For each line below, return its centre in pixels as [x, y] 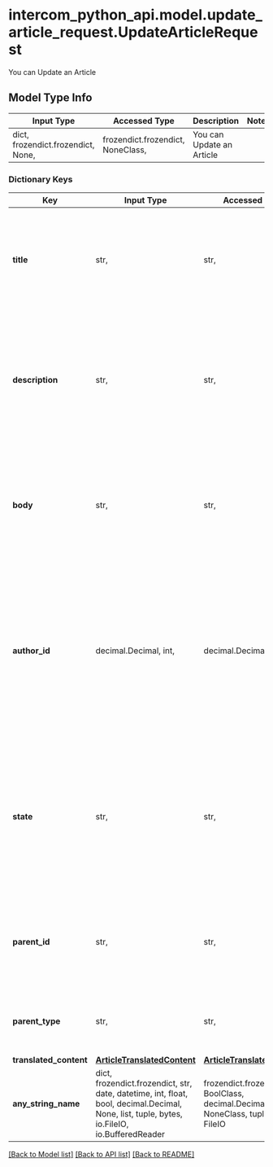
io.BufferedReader [130, 1134]
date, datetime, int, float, [142, 1094]
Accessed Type [143, 121]
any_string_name [46, 1103]
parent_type [37, 1021]
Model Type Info [50, 98]
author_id [31, 651]
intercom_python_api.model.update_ [135, 15]
